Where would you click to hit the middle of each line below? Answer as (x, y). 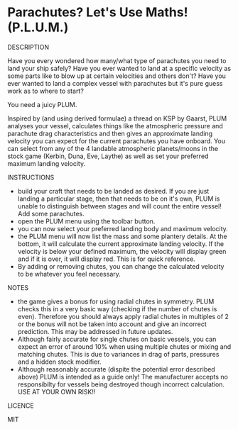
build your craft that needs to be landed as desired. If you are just (113, 191)
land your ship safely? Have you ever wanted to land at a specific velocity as (119, 68)
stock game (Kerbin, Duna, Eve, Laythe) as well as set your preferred (108, 156)
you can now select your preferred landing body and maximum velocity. (123, 228)
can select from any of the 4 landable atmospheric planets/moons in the (113, 148)
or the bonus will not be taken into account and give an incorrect (112, 324)
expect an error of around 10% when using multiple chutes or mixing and (124, 346)
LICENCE (21, 406)
